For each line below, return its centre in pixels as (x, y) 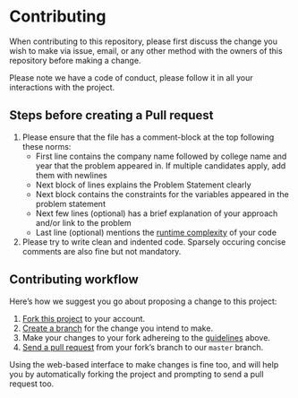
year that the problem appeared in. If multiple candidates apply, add (161, 165)
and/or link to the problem (83, 222)
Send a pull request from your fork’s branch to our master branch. (143, 347)
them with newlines (71, 175)
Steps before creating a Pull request (111, 115)
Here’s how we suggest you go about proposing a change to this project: (143, 301)
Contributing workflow (74, 280)
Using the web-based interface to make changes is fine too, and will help (144, 364)
